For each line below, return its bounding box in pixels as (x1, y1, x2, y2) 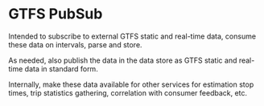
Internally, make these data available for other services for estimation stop (8, 79, 254, 89)
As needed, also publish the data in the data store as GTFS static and (8, 55, 237, 65)
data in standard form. (24, 63, 98, 73)
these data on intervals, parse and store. (8, 39, 142, 49)
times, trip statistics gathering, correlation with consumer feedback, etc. (8, 88, 248, 97)
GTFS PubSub (8, 5, 103, 23)
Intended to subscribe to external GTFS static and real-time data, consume (8, 31, 256, 41)
